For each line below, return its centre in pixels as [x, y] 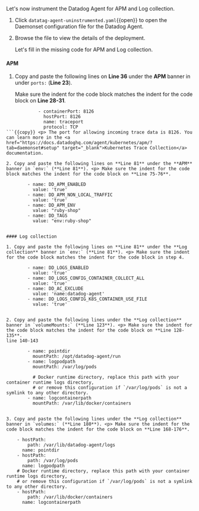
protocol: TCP [61, 127]
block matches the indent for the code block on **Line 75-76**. [89, 174]
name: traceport [64, 122]
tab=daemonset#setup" [33, 148]
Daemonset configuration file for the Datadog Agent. [79, 27]
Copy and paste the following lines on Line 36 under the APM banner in [102, 76]
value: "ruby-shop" [57, 211]
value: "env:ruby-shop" [62, 221]
